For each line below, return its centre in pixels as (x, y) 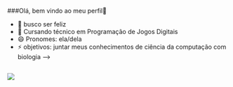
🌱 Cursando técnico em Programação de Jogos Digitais (98, 32)
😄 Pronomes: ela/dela (49, 39)
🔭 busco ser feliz (42, 24)
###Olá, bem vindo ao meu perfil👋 (57, 11)
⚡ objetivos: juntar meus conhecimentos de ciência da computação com (122, 47)
